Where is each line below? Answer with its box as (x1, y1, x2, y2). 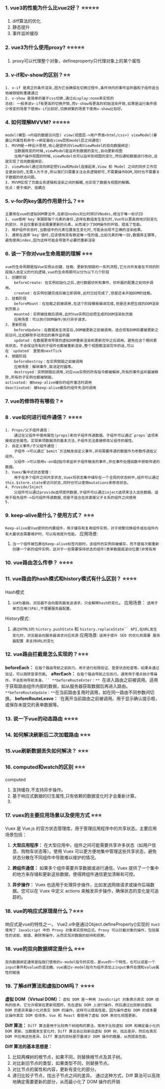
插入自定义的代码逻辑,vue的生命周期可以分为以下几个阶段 (8, 270, 109, 275)
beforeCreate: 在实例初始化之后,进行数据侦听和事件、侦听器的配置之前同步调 (14, 280, 154, 285)
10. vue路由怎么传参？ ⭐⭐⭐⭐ (5, 559, 73, 566)
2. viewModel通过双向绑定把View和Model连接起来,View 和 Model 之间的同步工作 (5, 164, 154, 169)
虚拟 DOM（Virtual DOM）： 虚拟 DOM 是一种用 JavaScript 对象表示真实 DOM (5, 996, 154, 1002)
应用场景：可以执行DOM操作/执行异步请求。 (14, 317, 89, 322)
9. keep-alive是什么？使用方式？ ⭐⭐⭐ (5, 512, 95, 519)
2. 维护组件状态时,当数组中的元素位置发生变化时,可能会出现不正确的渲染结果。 (5, 228, 144, 233)
